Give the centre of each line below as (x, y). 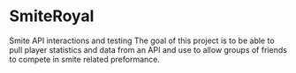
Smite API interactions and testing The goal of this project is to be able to (142, 40)
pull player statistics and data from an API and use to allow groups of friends (148, 49)
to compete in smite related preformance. (85, 59)
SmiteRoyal (52, 16)
